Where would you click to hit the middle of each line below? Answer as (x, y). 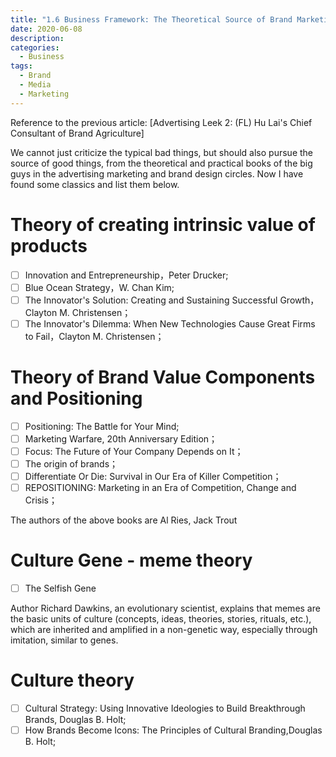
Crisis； (41, 500)
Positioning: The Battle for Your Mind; (102, 426)
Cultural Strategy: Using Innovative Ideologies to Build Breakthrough (165, 708)
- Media (35, 85)
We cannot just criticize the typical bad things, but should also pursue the (161, 152)
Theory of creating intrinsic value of (163, 224)
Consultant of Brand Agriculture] (77, 133)
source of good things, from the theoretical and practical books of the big (161, 163)
